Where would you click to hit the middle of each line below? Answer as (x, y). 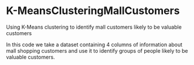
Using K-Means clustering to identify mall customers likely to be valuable (94, 27)
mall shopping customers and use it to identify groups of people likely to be (97, 50)
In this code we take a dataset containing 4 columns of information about (94, 45)
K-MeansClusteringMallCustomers (93, 11)
